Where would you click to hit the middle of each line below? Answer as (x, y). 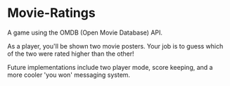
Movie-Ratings (52, 13)
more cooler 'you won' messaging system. (69, 75)
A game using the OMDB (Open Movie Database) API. (85, 32)
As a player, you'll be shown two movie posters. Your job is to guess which (115, 46)
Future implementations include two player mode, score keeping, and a (110, 67)
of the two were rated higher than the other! (71, 54)
